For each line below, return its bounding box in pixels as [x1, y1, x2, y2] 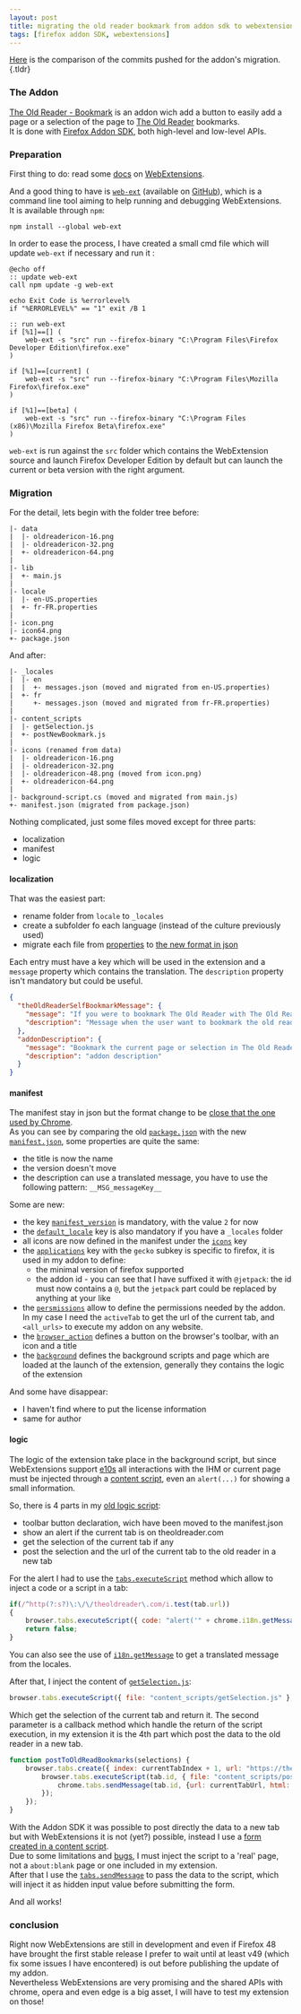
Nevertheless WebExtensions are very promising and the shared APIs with [9, 1977, 284, 1988]
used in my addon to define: [21, 1254, 126, 1265]
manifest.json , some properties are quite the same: [9, 1136, 200, 1147]
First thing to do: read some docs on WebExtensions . [9, 168, 205, 179]
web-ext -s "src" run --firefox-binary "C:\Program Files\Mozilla [25, 374, 279, 384]
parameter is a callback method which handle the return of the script [9, 1719, 262, 1730]
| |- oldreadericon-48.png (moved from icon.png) [9, 769, 202, 778]
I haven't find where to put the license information [21, 1404, 207, 1415]
